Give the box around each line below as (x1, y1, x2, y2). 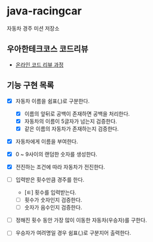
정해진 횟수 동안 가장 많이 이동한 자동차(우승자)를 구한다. (15, 217, 147, 224)
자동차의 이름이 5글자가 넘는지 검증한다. (24, 117, 117, 125)
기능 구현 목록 (7, 80, 54, 90)
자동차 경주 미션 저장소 (7, 25, 60, 32)
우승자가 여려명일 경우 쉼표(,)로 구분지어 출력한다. (15, 229, 131, 237)
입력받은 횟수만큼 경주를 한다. (15, 176, 85, 183)
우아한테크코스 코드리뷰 (7, 44, 88, 55)
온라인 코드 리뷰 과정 (15, 61, 64, 68)
